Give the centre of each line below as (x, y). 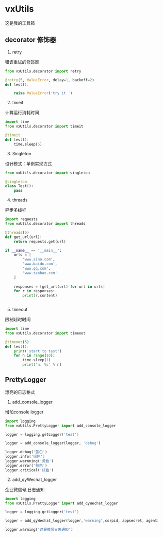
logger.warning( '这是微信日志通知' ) (39, 530)
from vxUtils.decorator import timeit (44, 127)
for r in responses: (34, 291)
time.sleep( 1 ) (37, 360)
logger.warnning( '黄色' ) (29, 461)
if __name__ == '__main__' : (33, 250)
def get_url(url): (24, 237)
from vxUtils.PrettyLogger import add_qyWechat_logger (62, 503)
